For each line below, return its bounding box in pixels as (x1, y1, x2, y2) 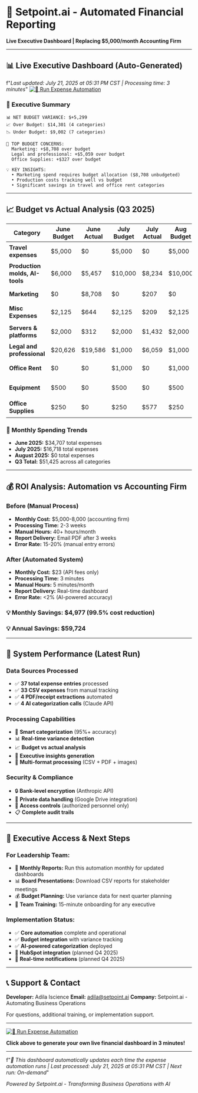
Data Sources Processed (6, 667, 78, 675)
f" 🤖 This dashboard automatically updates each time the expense (6, 1056, 167, 1064)
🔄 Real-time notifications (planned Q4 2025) (14, 955, 125, 962)
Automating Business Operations (6, 1000, 86, 1007)
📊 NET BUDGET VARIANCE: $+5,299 (6, 114, 87, 120)
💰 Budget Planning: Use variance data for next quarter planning (14, 892, 172, 900)
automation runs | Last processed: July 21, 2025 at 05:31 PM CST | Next (6, 1063, 182, 1070)
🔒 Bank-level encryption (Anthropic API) (14, 787, 114, 794)
